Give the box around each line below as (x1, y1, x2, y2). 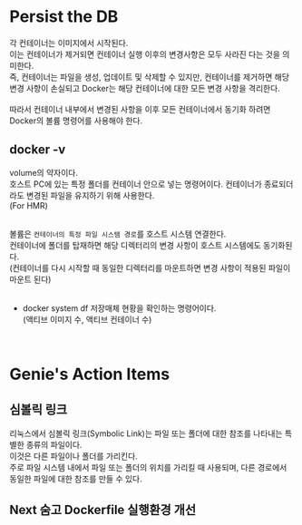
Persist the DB (9, 6, 119, 27)
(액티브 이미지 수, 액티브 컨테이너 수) (22, 314, 152, 325)
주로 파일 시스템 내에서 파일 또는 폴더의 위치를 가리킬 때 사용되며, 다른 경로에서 (9, 462, 287, 472)
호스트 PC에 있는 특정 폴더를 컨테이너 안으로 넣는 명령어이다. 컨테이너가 (9, 179, 263, 190)
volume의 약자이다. (9, 167, 79, 178)
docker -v (9, 142, 66, 158)
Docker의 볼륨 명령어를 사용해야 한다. (9, 115, 143, 126)
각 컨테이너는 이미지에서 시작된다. (9, 37, 129, 48)
